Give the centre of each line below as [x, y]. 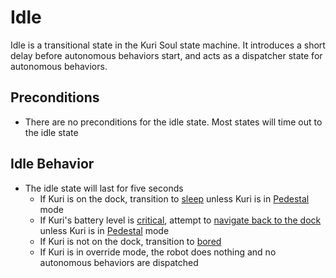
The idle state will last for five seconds [104, 188]
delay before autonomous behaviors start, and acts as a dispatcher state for [166, 55]
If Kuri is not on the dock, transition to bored [130, 241]
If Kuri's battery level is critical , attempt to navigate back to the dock [180, 220]
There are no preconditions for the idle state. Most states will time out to [173, 122]
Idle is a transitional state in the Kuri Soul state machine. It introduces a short [168, 45]
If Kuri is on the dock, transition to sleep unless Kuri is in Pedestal [174, 198]
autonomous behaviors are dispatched [119, 262]
